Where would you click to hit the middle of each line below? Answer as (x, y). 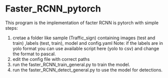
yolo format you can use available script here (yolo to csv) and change (86, 48)
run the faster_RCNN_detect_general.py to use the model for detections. (88, 70)
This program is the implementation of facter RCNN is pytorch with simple (82, 23)
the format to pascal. (34, 54)
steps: (12, 28)
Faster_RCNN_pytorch (53, 9)
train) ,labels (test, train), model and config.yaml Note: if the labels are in (88, 43)
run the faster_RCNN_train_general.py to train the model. (71, 64)
